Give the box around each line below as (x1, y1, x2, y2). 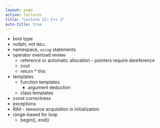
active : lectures (5, 12, 42, 17)
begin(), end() (20, 117, 49, 123)
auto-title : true (5, 21, 42, 27)
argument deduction (28, 85, 71, 91)
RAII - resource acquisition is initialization (12, 106, 99, 112)
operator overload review (12, 52, 66, 58)
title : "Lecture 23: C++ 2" (5, 17, 65, 22)
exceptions (12, 100, 36, 107)
